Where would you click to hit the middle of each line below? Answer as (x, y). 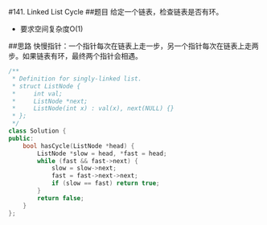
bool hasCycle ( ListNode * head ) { (79, 146)
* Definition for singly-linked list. (77, 79)
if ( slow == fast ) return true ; (105, 183)
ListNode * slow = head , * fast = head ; (102, 153)
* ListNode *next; (50, 101)
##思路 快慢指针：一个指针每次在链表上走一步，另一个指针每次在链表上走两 (133, 46)
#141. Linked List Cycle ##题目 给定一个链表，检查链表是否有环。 (116, 12)
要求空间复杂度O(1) (51, 29)
